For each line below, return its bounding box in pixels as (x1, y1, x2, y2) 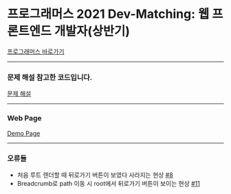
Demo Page (7, 129, 41, 137)
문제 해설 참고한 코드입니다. (7, 73, 93, 82)
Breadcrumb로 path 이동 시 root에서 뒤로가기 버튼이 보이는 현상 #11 (16, 179, 201, 187)
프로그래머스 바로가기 (7, 47, 65, 56)
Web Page (7, 114, 43, 123)
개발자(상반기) (54, 23, 131, 39)
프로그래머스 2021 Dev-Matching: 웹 (7, 6, 210, 22)
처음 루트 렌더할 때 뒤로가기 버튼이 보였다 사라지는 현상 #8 (16, 171, 173, 179)
